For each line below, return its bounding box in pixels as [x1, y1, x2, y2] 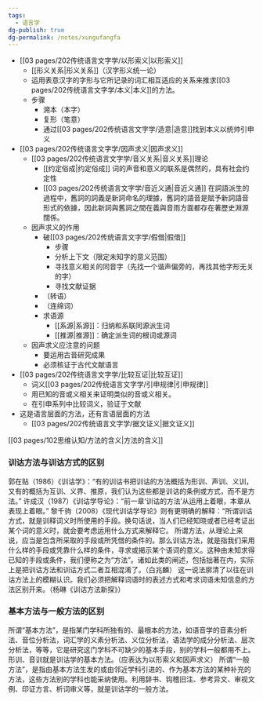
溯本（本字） [42, 105, 85, 115]
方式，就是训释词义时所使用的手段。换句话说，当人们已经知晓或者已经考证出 [8, 516, 255, 525]
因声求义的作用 [31, 223, 80, 232]
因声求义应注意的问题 [31, 341, 100, 350]
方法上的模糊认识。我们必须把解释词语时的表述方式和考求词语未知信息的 [14, 575, 248, 584]
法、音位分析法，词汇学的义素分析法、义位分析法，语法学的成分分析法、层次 [8, 635, 255, 644]
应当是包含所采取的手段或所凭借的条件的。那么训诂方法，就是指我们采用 [21, 535, 255, 545]
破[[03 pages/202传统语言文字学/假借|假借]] [42, 232, 186, 242]
